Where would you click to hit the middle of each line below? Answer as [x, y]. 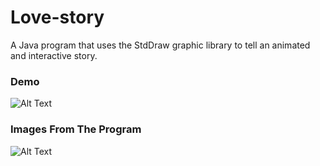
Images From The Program [76, 129]
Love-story [57, 17]
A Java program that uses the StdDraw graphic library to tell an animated [160, 45]
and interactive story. [54, 55]
